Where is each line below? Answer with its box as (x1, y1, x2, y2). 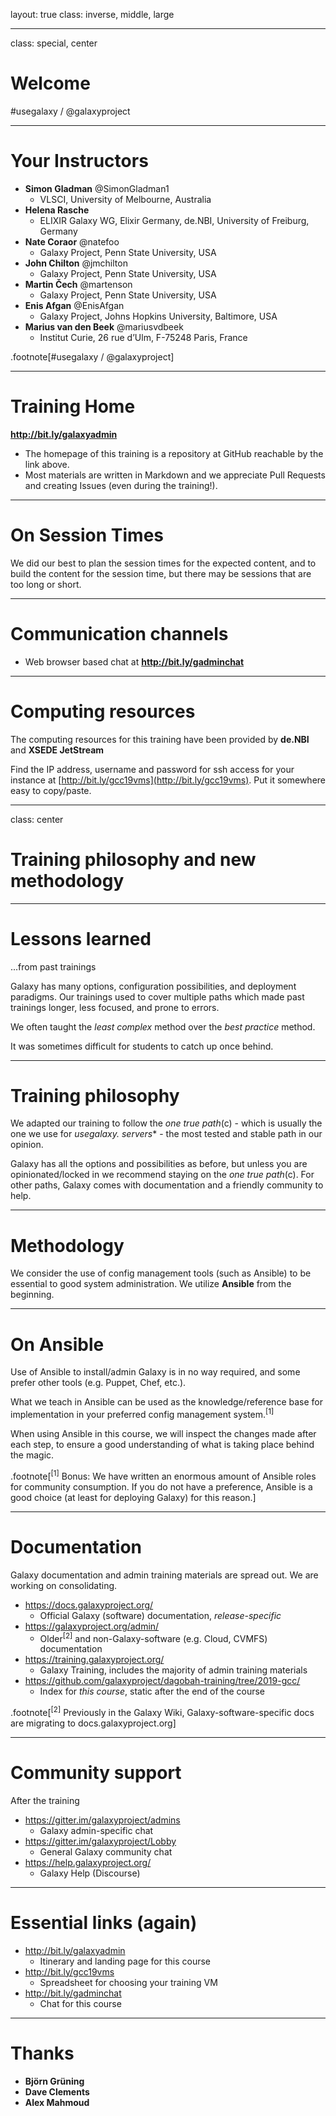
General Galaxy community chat (39, 1845, 173, 1858)
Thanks (10, 2042, 75, 2064)
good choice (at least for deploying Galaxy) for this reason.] (10, 1491, 257, 1503)
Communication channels (10, 622, 229, 645)
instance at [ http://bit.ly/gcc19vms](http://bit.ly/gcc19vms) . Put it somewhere (10, 774, 327, 786)
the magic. (10, 1449, 55, 1461)
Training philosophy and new (10, 848, 257, 871)
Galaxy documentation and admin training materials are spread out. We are (10, 1569, 319, 1581)
